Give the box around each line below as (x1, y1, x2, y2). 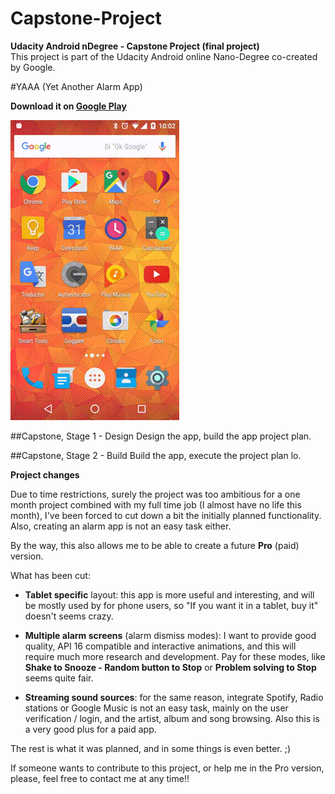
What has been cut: (10, 569, 91, 581)
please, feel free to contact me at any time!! (10, 772, 190, 784)
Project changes (10, 468, 80, 481)
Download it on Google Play (10, 100, 127, 112)
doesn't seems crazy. (24, 610, 114, 622)
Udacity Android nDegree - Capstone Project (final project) (10, 40, 260, 52)
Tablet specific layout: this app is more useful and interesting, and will (24, 588, 315, 601)
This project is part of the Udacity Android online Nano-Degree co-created (10, 50, 318, 62)
